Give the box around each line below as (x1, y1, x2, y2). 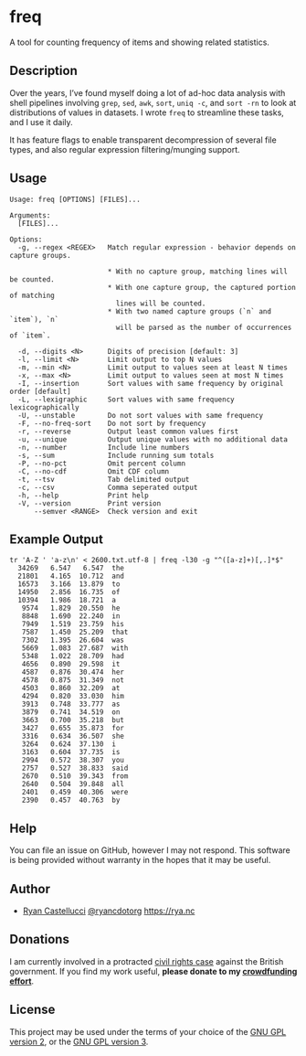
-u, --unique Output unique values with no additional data (17, 434, 288, 444)
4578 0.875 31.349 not (21, 676, 125, 685)
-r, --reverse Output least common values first (17, 427, 239, 436)
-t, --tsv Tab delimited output (17, 475, 190, 484)
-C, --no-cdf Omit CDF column (17, 466, 170, 476)
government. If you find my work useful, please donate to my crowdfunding (9, 965, 298, 976)
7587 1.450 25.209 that (21, 628, 129, 637)
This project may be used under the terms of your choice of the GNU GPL (9, 1026, 287, 1037)
